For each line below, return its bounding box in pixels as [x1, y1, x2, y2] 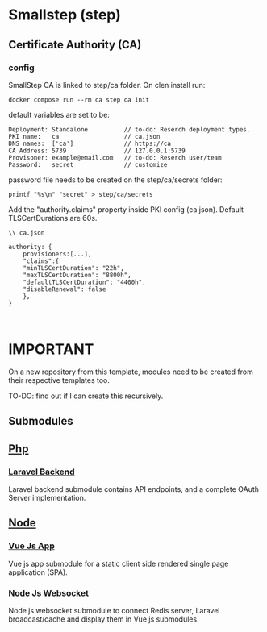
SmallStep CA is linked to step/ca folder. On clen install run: [8, 80, 206, 89]
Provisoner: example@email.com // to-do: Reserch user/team [8, 153, 222, 162]
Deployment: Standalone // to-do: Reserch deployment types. [8, 125, 251, 134]
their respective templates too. [8, 375, 111, 385]
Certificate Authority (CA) [8, 38, 142, 52]
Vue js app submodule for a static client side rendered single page [8, 559, 229, 568]
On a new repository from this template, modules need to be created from [8, 367, 254, 376]
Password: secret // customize [8, 160, 168, 168]
